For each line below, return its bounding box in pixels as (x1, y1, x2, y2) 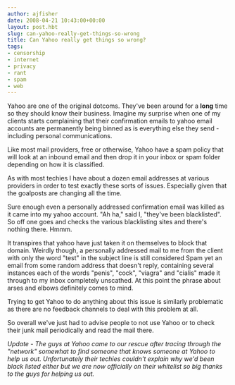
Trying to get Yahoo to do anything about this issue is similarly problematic (7, 298, 224, 306)
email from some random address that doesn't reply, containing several (7, 262, 215, 270)
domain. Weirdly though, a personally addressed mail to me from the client (7, 246, 224, 255)
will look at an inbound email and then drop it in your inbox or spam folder (7, 153, 221, 161)
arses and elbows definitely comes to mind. (7, 283, 134, 293)
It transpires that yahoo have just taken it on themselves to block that (7, 239, 208, 248)
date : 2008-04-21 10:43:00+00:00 (7, 17, 106, 24)
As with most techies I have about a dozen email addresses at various (7, 174, 210, 183)
